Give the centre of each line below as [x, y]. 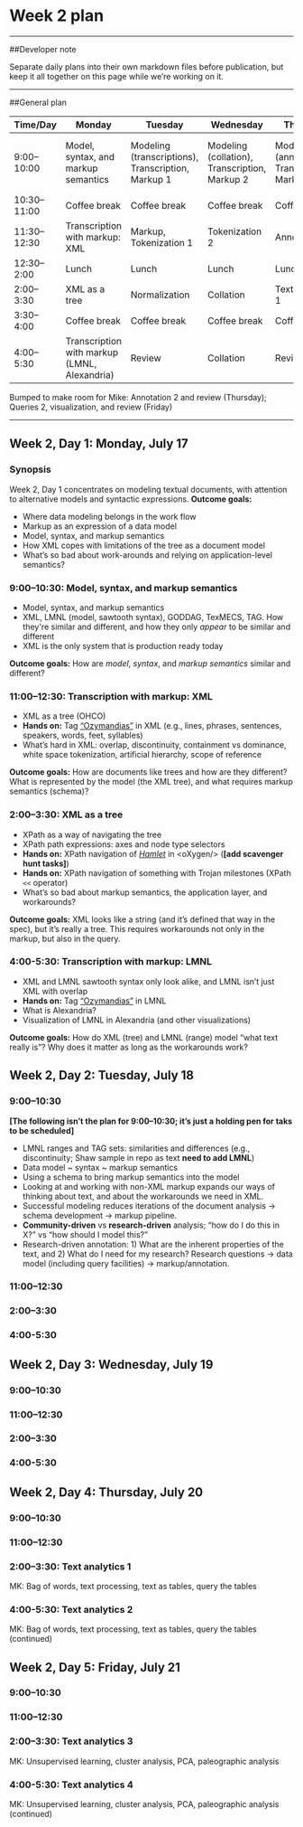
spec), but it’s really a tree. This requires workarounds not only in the [137, 928]
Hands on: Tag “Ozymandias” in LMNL [94, 1001]
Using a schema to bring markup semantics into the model [131, 1177]
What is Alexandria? [60, 1010]
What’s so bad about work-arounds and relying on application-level [147, 555]
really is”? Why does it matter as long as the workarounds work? [129, 1047]
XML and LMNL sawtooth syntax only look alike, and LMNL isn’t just [148, 981]
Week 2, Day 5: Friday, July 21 [95, 1667]
